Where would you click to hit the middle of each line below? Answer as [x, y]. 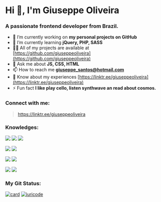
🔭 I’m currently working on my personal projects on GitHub [75, 37]
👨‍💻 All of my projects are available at [51, 48]
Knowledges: [22, 127]
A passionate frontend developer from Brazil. [62, 26]
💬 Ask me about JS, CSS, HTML [46, 64]
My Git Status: [23, 183]
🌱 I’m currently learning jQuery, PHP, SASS [57, 43]
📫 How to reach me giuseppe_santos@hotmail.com [68, 70]
